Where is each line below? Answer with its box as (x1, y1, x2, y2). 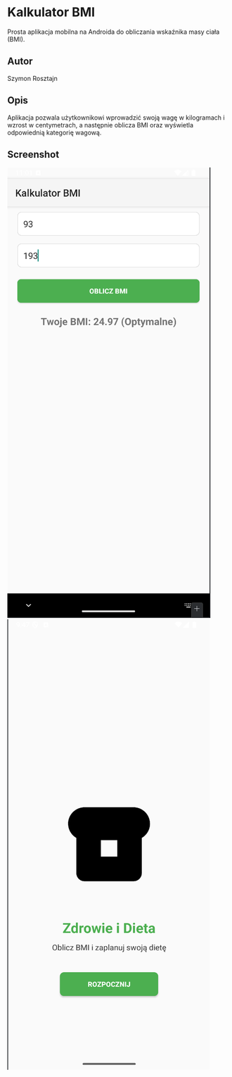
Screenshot (7, 149, 60, 160)
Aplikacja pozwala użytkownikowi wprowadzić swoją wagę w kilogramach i (7, 113, 225, 122)
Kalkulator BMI (7, 4, 96, 20)
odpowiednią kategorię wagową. (7, 128, 102, 137)
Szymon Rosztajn (7, 74, 58, 82)
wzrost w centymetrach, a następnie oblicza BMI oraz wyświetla (7, 120, 194, 129)
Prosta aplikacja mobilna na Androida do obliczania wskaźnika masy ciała (7, 27, 220, 36)
